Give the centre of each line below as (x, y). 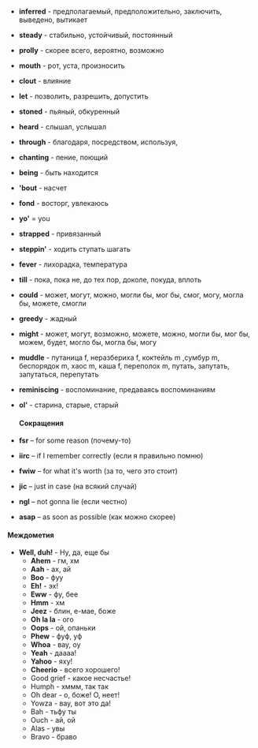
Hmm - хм (48, 603)
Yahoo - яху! (52, 661)
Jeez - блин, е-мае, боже (73, 611)
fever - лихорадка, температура (73, 264)
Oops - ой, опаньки (63, 628)
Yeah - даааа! (53, 653)
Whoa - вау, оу (55, 645)
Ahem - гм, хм (55, 561)
